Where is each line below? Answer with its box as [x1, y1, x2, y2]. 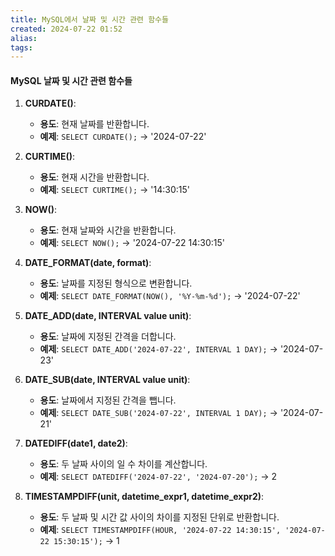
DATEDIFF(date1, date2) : [24, 437, 128, 450]
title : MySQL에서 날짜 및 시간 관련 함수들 [10, 14, 169, 25]
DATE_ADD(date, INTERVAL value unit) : [24, 310, 192, 322]
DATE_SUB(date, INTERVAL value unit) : [24, 374, 191, 386]
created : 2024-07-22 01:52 [10, 24, 123, 34]
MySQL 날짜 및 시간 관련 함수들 [10, 74, 133, 86]
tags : [10, 42, 33, 53]
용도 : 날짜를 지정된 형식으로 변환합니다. [39, 277, 193, 290]
